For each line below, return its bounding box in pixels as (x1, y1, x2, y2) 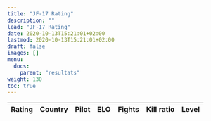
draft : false (7, 43, 46, 50)
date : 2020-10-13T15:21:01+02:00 (7, 30, 105, 37)
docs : (13, 63, 30, 70)
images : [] (7, 50, 39, 57)
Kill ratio (146, 105, 175, 115)
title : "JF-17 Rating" (7, 10, 74, 18)
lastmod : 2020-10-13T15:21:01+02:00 (7, 37, 115, 44)
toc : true (7, 82, 37, 89)
